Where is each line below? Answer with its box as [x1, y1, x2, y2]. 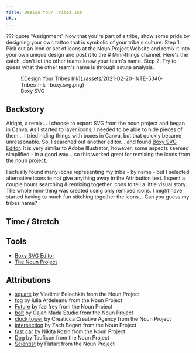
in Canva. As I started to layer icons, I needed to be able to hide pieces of [6, 126, 183, 133]
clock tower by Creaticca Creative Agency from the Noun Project [14, 316, 171, 323]
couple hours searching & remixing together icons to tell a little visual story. [6, 181, 187, 188]
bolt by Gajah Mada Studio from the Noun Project [14, 309, 133, 316]
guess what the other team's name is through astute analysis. [6, 63, 154, 70]
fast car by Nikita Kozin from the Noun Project [14, 328, 126, 335]
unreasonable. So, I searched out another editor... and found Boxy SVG [6, 138, 177, 146]
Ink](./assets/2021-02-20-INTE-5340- [71, 75, 164, 82]
